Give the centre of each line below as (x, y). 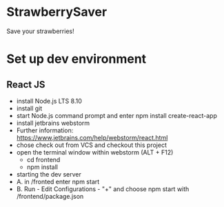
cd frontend (43, 159)
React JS (26, 85)
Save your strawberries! (40, 31)
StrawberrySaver (57, 12)
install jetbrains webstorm (53, 123)
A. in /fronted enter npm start (58, 181)
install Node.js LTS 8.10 (49, 101)
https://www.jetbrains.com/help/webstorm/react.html (92, 137)
